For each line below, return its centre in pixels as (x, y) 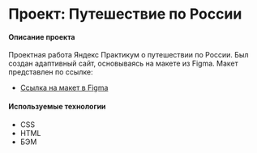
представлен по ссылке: (51, 72)
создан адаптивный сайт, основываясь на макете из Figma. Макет (124, 64)
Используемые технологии (57, 106)
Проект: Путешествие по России (125, 14)
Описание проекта (42, 36)
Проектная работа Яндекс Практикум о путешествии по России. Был (128, 55)
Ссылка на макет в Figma (64, 88)
